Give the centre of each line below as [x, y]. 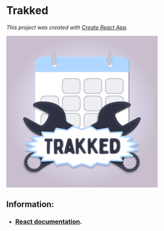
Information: [30, 205]
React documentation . [48, 222]
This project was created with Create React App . [67, 27]
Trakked [27, 11]
